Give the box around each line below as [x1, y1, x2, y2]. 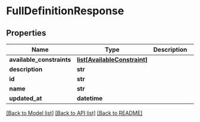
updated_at [9, 94, 42, 102]
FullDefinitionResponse [6, 4, 124, 18]
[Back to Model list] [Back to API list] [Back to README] [6, 110, 143, 117]
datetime [76, 94, 103, 102]
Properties [6, 28, 46, 38]
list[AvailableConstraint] [76, 55, 148, 64]
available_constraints [9, 55, 71, 64]
